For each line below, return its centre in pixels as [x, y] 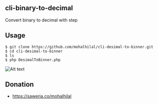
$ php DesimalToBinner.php [33, 60]
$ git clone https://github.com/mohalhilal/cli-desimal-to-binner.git [79, 47]
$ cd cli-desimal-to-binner [34, 51]
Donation [20, 85]
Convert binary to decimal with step [41, 20]
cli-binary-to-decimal [39, 8]
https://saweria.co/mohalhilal [42, 96]
